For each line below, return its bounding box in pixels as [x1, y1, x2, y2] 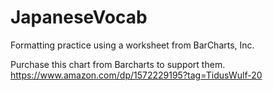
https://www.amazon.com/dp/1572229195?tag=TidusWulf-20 [10, 69, 263, 81]
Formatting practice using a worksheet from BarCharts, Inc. [10, 39, 255, 51]
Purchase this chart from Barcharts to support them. [10, 58, 226, 70]
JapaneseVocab [10, 6, 148, 29]
